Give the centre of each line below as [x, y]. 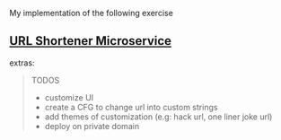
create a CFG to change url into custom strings [131, 107]
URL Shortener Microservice [91, 41]
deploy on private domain [92, 126]
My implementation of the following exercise [91, 13]
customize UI [69, 97]
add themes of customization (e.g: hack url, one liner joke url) [158, 117]
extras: [22, 63]
